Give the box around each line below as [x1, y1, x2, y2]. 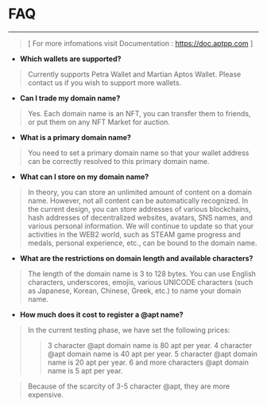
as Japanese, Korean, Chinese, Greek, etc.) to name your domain [27, 286, 242, 295]
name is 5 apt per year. [47, 365, 123, 375]
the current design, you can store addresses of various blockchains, [27, 204, 252, 213]
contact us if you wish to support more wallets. [27, 77, 182, 88]
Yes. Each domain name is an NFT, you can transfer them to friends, [27, 108, 251, 118]
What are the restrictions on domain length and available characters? [19, 253, 253, 263]
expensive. [27, 389, 64, 399]
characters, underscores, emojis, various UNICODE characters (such [27, 277, 253, 287]
